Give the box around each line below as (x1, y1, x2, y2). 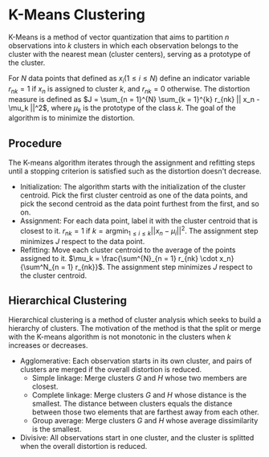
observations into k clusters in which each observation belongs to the (8, 40, 239, 50)
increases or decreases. (8, 341, 88, 350)
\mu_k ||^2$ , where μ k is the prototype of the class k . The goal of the (8, 103, 236, 114)
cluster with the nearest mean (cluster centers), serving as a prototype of (8, 49, 251, 59)
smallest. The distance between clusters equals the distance (31, 399, 233, 409)
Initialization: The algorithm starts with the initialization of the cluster (19, 182, 247, 192)
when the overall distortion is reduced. (19, 442, 148, 451)
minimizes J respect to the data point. (19, 236, 145, 246)
